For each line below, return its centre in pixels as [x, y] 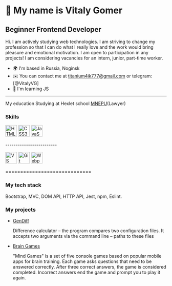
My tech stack [24, 185]
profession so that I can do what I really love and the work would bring [79, 47]
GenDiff [21, 220]
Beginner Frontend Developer [53, 29]
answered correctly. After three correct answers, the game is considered [89, 267]
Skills [12, 116]
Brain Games [26, 246]
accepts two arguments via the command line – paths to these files [83, 236]
